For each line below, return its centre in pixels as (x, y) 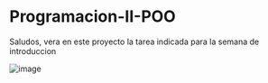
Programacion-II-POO (92, 17)
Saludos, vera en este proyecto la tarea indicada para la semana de (134, 41)
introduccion (33, 51)
